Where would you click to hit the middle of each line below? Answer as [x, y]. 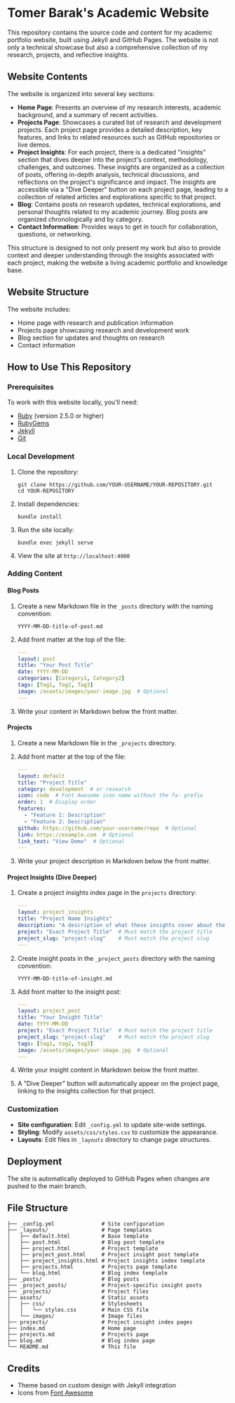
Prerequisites [31, 387]
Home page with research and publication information [95, 323]
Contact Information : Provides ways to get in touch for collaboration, [117, 227]
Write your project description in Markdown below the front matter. [114, 861]
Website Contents [47, 77]
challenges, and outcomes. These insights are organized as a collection [121, 167]
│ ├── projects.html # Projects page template [92, 1267]
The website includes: [39, 309]
